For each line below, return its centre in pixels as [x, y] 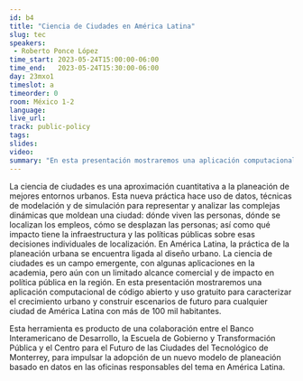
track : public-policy [50, 127]
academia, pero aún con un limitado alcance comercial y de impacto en [142, 273]
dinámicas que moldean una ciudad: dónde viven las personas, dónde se [145, 215]
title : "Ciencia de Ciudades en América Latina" [102, 26]
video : [22, 152]
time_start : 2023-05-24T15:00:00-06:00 [84, 60]
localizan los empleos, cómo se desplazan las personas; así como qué [140, 224]
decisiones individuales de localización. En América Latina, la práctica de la [150, 244]
